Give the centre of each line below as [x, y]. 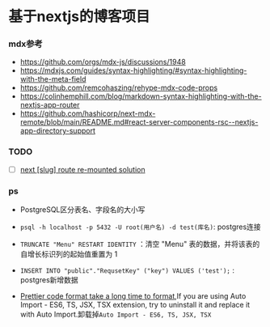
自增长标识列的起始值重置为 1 [69, 254]
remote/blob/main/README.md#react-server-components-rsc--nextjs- [139, 122]
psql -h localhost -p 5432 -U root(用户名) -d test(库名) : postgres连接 [140, 227]
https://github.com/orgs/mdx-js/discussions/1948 [103, 62]
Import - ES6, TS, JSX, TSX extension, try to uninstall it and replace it [135, 305]
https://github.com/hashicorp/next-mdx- [88, 113]
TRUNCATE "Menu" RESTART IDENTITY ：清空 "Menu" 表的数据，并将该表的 [140, 244]
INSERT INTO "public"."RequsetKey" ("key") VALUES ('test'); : [127, 270]
